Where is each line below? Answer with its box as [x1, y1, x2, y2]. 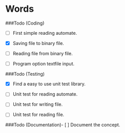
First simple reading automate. [12, 30, 77, 36]
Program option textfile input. [12, 61, 75, 67]
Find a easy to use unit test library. [12, 81, 86, 87]
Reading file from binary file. [12, 51, 73, 57]
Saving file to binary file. [12, 40, 64, 46]
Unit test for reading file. [12, 112, 65, 118]
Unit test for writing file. [12, 101, 63, 107]
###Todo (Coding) [5, 20, 45, 26]
